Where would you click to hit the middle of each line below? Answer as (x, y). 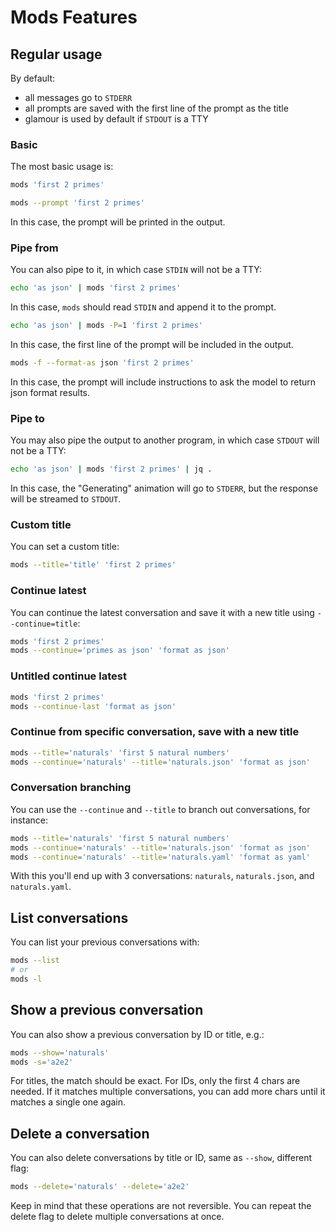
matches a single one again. (68, 1102)
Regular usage (56, 54)
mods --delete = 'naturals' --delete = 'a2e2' (100, 1187)
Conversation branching (71, 788)
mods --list (35, 961)
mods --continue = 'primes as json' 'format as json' (120, 651)
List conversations (69, 917)
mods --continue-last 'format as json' (93, 706)
